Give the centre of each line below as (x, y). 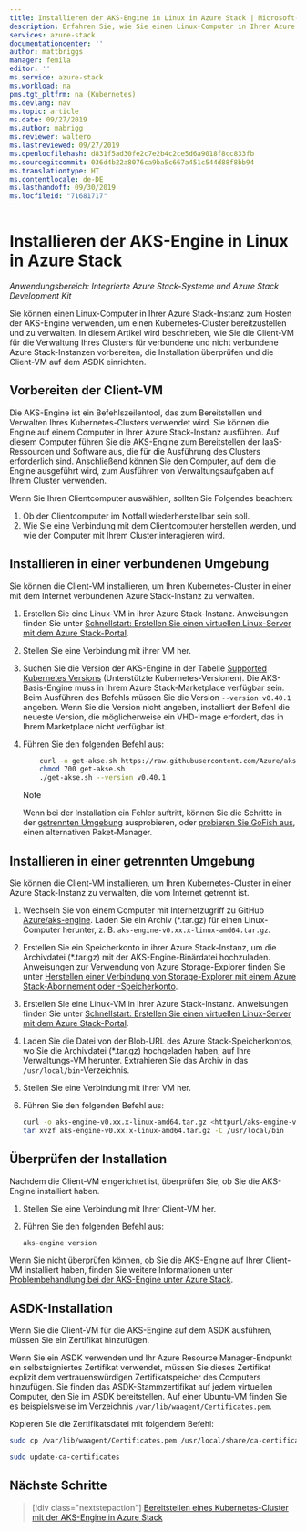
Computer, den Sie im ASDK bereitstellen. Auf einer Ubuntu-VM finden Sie (148, 1397)
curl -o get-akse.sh (78, 761)
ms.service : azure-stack (56, 78)
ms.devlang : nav (40, 103)
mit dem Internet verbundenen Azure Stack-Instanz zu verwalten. (132, 595)
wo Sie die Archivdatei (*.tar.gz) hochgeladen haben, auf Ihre (137, 1050)
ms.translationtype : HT (55, 171)
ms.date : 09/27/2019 (49, 120)
